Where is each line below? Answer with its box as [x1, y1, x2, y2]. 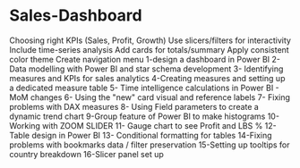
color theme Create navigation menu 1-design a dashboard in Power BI [9, 54, 270, 64]
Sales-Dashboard [9, 5, 142, 26]
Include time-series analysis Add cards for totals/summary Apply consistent [9, 44, 289, 55]
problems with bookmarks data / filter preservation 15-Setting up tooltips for [9, 139, 290, 150]
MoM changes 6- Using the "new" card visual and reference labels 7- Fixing [9, 91, 291, 103]
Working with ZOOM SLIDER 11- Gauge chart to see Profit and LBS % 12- [9, 120, 277, 130]
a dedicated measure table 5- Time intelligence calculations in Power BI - [9, 82, 279, 93]
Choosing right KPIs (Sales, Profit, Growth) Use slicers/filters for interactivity [9, 35, 291, 46]
